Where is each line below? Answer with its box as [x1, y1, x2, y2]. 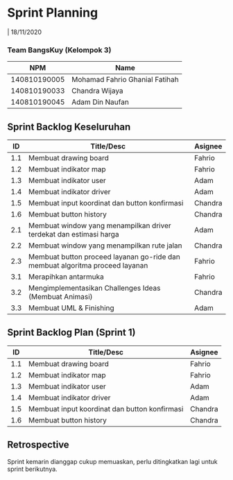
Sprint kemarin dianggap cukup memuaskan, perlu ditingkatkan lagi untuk [7, 457, 218, 465]
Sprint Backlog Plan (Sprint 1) [7, 327, 136, 338]
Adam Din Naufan [71, 97, 130, 107]
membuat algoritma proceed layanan [28, 261, 148, 271]
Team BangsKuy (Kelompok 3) [7, 45, 112, 55]
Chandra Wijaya [71, 86, 123, 96]
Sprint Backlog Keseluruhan [7, 121, 131, 132]
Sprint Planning [7, 5, 98, 21]
